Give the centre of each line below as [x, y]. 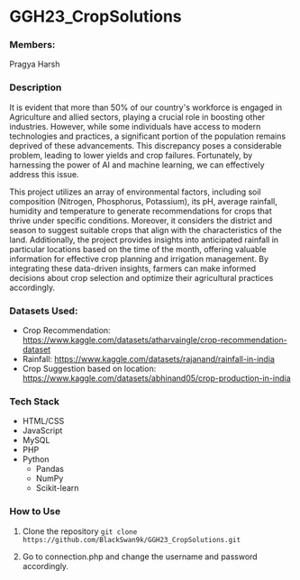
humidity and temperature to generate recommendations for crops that [141, 211]
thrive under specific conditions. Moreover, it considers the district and [141, 220]
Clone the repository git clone [80, 531]
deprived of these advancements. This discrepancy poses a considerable [145, 145]
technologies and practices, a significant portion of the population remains [148, 136]
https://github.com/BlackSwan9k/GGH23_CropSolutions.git [132, 539]
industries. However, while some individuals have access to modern [135, 126]
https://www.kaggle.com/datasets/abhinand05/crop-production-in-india [156, 378]
